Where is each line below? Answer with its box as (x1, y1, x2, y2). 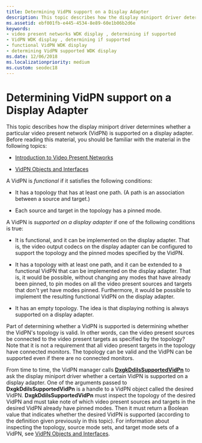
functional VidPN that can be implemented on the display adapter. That (14, 267, 191, 275)
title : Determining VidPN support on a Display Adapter (6, 8, 149, 15)
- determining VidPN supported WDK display (6, 48, 117, 54)
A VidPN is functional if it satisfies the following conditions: (6, 177, 153, 185)
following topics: (6, 142, 47, 150)
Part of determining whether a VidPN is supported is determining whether (6, 323, 189, 330)
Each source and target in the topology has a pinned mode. (14, 207, 162, 214)
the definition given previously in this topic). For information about (6, 417, 170, 424)
